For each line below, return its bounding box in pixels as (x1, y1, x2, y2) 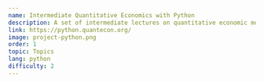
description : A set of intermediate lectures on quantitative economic (8, 19, 247, 27)
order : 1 (8, 41, 37, 48)
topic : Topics (8, 48, 55, 55)
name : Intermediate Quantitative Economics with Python (8, 11, 195, 20)
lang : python (8, 55, 51, 63)
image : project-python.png (8, 33, 97, 41)
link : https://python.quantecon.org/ (8, 26, 132, 34)
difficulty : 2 (8, 62, 55, 70)
